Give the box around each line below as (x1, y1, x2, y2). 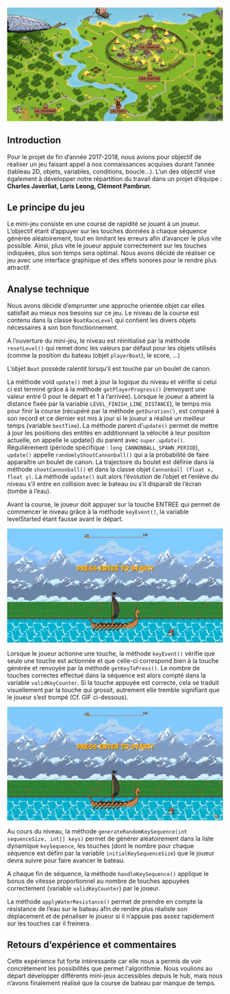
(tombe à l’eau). (7, 487, 51, 496)
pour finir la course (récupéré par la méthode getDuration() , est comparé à (7, 407, 220, 415)
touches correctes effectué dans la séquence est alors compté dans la (7, 671, 207, 679)
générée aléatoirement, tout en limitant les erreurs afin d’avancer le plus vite (7, 234, 222, 243)
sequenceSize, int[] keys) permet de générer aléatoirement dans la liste (7, 834, 214, 843)
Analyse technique (7, 283, 90, 295)
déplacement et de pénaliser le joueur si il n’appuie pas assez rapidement (7, 912, 214, 920)
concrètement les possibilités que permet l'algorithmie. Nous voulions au (7, 965, 213, 973)
